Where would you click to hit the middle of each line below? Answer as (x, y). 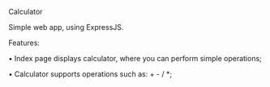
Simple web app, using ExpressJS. (66, 27)
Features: (24, 43)
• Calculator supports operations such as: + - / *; (90, 74)
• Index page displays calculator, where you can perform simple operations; (135, 58)
